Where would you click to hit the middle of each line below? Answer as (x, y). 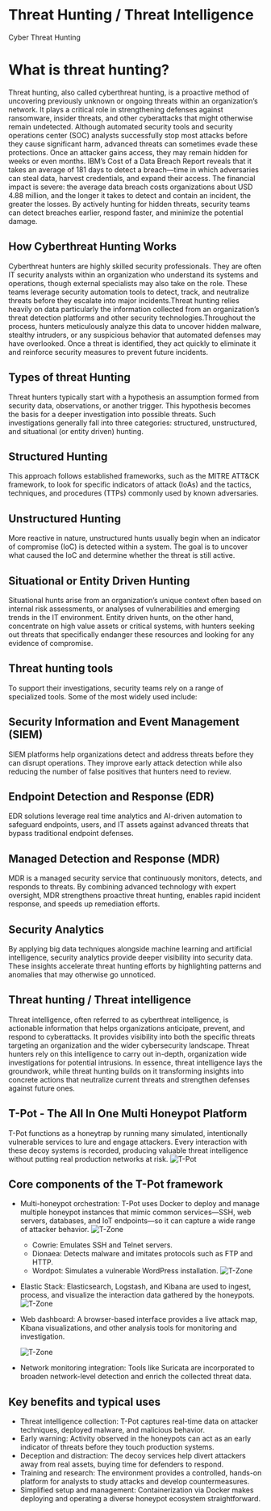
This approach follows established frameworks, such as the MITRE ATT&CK (134, 476)
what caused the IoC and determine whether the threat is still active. (122, 555)
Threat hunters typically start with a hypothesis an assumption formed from (134, 397)
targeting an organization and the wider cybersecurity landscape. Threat (129, 1045)
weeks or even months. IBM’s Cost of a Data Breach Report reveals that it (130, 161)
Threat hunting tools (61, 669)
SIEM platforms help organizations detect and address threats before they (131, 754)
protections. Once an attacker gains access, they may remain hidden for (128, 152)
